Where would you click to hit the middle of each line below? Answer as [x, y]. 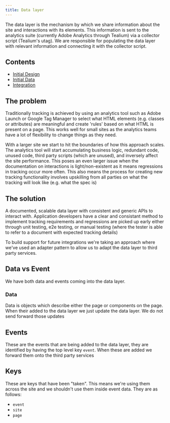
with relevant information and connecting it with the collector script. [76, 46]
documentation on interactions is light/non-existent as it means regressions [84, 166]
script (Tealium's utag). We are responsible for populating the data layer [80, 41]
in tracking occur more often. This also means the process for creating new [84, 172]
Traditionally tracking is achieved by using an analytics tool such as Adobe [83, 113]
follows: [13, 394]
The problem [26, 101]
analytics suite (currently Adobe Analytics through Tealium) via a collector [82, 35]
